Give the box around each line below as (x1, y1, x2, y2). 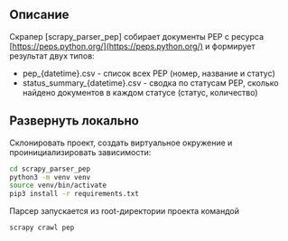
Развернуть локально (9, 113, 140, 129)
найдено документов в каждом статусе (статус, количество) (22, 87, 259, 97)
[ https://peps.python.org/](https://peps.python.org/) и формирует (9, 41, 255, 51)
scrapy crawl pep (9, 223, 75, 233)
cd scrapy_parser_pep (9, 164, 91, 173)
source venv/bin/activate (9, 181, 107, 190)
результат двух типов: (9, 50, 95, 61)
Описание (9, 7, 70, 23)
